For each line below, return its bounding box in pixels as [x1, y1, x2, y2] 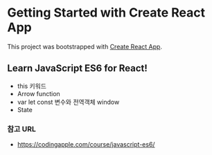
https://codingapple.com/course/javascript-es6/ [17, 140, 155, 149]
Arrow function [17, 89, 60, 98]
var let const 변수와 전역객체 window [17, 98, 120, 106]
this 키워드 [17, 82, 47, 90]
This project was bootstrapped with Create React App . [7, 42, 163, 51]
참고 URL [7, 124, 36, 134]
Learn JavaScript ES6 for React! [7, 62, 148, 74]
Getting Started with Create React [7, 5, 206, 21]
